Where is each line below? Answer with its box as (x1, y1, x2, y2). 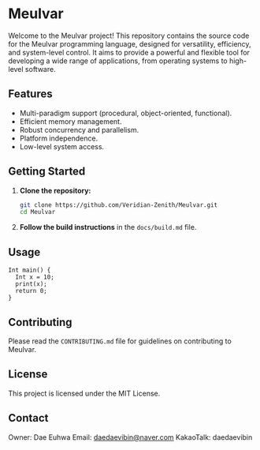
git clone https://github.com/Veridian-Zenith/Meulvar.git (19, 201, 218, 209)
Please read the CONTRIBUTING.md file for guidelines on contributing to (8, 336, 232, 346)
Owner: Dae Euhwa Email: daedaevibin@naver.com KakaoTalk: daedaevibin (8, 432, 253, 442)
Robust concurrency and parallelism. (19, 125, 139, 134)
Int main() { (8, 266, 51, 275)
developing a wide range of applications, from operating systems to (8, 56, 228, 66)
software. (24, 64, 57, 73)
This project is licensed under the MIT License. (8, 388, 161, 398)
